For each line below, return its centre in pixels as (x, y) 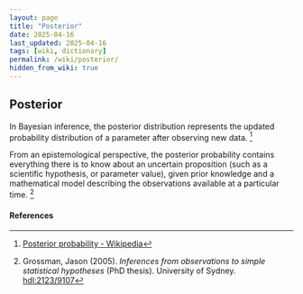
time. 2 (22, 193)
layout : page (34, 18)
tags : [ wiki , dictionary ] (58, 51)
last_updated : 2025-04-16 (58, 43)
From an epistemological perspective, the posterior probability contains (142, 155)
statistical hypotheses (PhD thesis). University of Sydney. (129, 271)
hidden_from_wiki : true (54, 69)
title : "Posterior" (46, 26)
